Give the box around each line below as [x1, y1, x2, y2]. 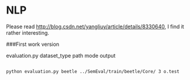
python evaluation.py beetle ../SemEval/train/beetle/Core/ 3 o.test [6, 68, 180, 74]
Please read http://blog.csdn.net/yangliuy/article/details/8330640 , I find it [6, 23, 185, 30]
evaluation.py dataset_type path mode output [6, 52, 116, 59]
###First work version [6, 41, 60, 48]
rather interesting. [6, 29, 50, 36]
